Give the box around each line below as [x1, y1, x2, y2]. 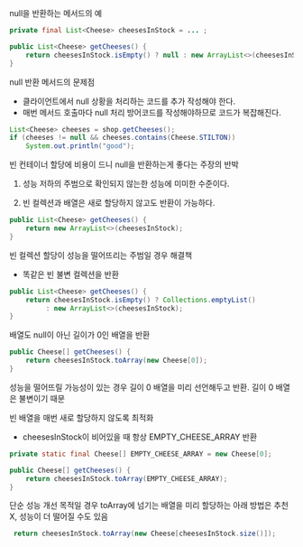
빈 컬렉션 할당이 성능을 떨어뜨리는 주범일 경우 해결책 [9, 249, 192, 260]
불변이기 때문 [18, 393, 66, 403]
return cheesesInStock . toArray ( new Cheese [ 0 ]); [25, 356, 207, 366]
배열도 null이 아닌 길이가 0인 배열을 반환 [9, 329, 151, 340]
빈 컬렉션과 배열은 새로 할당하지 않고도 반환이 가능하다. [22, 198, 216, 209]
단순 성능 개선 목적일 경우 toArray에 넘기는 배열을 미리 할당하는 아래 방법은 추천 [9, 500, 289, 511]
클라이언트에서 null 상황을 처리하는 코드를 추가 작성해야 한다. [22, 96, 236, 107]
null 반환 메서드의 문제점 [9, 76, 96, 88]
